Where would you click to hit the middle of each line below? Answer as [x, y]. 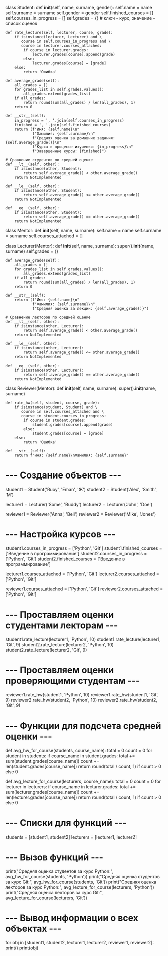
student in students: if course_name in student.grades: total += [70, 756]
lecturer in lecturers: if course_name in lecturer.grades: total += [71, 787]
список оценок [21, 23]
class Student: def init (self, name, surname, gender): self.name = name [79, 7]
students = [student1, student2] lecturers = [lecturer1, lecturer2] [71, 837]
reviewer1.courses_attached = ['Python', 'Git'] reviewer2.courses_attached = [84, 589]
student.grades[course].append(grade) [72, 425]
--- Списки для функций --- [66, 823]
